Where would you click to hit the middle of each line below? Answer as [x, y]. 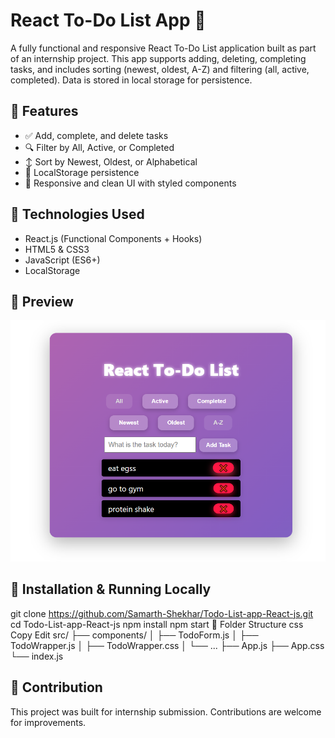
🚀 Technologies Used [77, 214]
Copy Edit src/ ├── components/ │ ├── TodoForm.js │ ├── [134, 635]
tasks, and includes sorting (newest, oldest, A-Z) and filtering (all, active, [160, 69]
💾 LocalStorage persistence [82, 172]
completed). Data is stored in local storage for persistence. [131, 80]
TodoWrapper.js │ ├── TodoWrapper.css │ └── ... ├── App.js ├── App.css [167, 645]
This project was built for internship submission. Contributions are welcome [166, 711]
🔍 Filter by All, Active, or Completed [99, 147]
